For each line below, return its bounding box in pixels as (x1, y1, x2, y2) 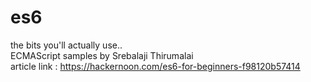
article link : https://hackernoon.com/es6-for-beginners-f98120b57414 (10, 60, 301, 72)
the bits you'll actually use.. (10, 39, 123, 51)
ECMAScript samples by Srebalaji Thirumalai (10, 49, 194, 61)
